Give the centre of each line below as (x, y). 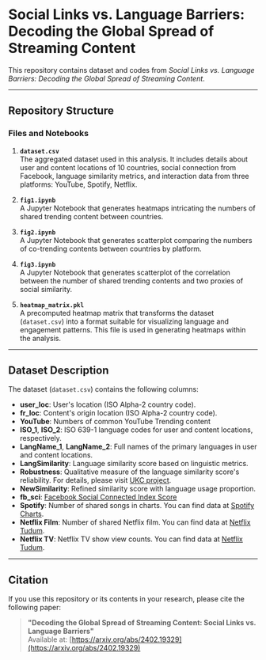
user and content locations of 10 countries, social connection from (128, 167)
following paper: (35, 608)
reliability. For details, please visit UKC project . (95, 480)
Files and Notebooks (49, 134)
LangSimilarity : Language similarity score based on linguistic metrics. (134, 464)
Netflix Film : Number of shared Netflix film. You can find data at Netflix (135, 522)
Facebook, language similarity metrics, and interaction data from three (134, 176)
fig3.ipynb (38, 264)
